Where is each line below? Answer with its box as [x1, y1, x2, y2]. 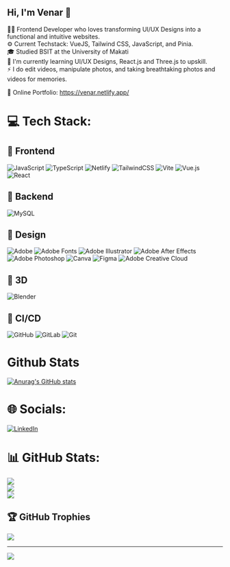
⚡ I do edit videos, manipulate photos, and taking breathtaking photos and [7, 65, 216, 73]
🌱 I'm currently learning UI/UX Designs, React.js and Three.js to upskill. [7, 57, 207, 65]
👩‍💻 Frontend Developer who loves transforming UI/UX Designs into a [7, 25, 201, 33]
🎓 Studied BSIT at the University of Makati [7, 47, 129, 56]
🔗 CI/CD [7, 312, 42, 324]
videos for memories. [7, 75, 67, 83]
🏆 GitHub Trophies [7, 511, 91, 523]
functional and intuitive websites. [7, 32, 101, 40]
